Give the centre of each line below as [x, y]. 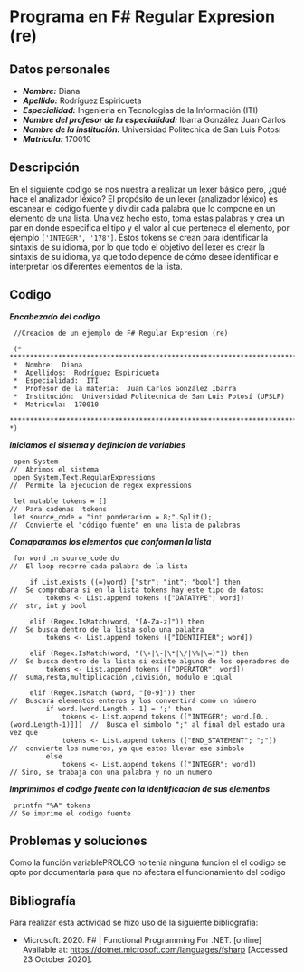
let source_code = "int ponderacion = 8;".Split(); [113, 517]
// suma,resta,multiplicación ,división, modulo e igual [121, 677]
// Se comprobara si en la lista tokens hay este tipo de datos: [137, 590]
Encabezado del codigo [55, 316]
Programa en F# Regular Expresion [142, 17]
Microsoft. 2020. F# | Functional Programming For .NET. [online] [142, 940]
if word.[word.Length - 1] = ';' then [119, 709]
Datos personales [60, 69]
